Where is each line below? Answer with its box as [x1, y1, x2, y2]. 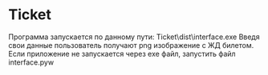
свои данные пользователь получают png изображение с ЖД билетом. [8, 40, 254, 49]
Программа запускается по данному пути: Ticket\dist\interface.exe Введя [8, 32, 260, 41]
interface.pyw [8, 57, 55, 67]
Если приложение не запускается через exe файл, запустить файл [8, 49, 236, 58]
